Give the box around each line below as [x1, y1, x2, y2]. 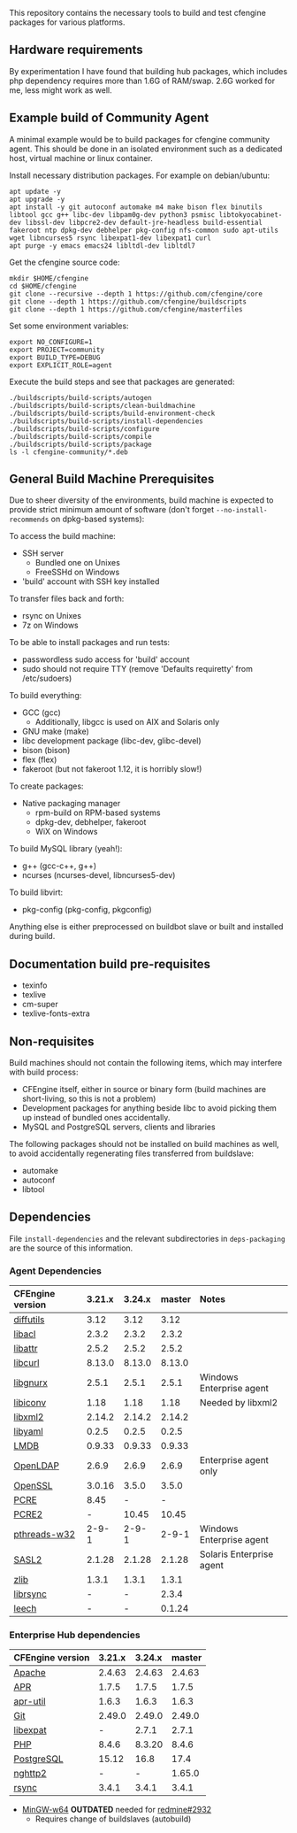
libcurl [13, 1357, 40, 1369]
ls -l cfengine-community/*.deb [9, 447, 128, 457]
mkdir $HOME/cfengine [9, 273, 89, 282]
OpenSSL [13, 1480, 53, 1492]
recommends [9, 515, 49, 525]
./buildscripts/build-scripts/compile [9, 432, 152, 441]
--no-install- [216, 506, 268, 515]
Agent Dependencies [9, 1265, 102, 1277]
